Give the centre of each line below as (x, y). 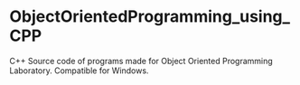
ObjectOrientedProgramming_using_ (150, 17)
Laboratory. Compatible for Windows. (79, 71)
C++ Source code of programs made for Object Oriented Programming (141, 61)
